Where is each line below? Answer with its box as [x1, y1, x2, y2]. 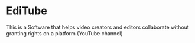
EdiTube [6, 4, 47, 18]
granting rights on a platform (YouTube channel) [6, 29, 123, 37]
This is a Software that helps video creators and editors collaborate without [6, 24, 189, 31]
